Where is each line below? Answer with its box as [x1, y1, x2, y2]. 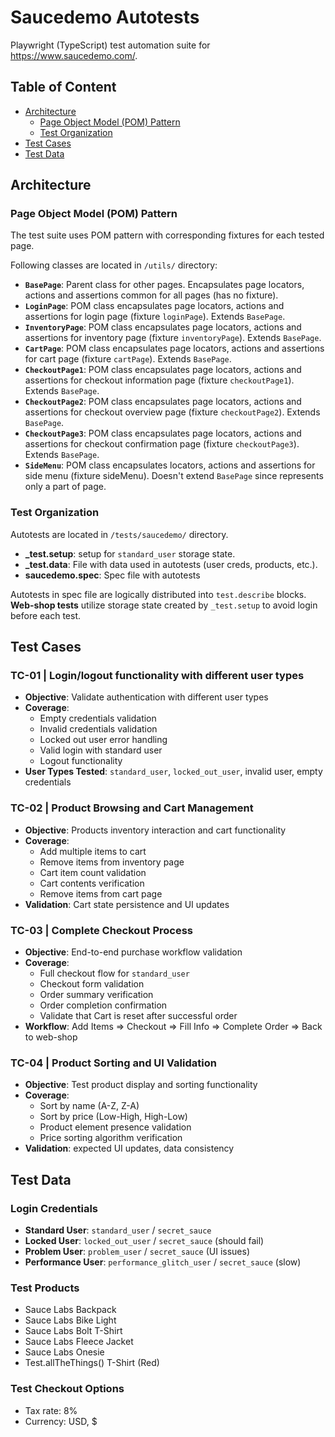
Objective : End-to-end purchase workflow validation [24, 946, 243, 958]
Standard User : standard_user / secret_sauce [24, 1224, 212, 1236]
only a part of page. [24, 481, 107, 493]
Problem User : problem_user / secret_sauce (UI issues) [24, 1246, 250, 1257]
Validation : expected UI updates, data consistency [24, 1142, 235, 1155]
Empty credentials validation [39, 712, 157, 725]
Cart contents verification [39, 877, 145, 889]
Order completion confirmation [39, 999, 168, 1011]
